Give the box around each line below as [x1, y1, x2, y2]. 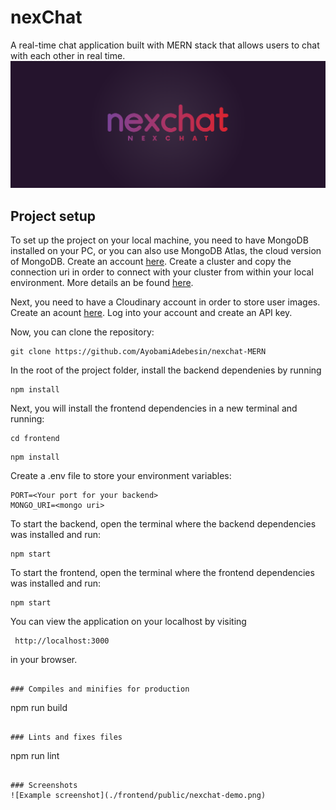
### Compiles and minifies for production [10, 684, 190, 695]
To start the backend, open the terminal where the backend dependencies [10, 518, 317, 530]
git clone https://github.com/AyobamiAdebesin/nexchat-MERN [10, 347, 267, 357]
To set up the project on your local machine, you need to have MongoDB [10, 234, 309, 246]
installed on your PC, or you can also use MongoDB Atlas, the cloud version [10, 245, 322, 257]
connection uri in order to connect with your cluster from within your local [10, 266, 314, 278]
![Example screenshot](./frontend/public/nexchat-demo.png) [10, 791, 267, 801]
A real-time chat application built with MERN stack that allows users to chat [10, 39, 320, 51]
